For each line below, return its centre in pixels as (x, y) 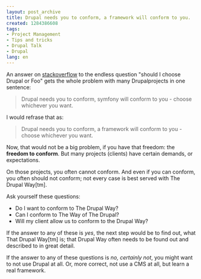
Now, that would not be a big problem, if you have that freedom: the (91, 147)
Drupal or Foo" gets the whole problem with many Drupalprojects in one (96, 81)
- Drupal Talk (24, 46)
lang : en (17, 57)
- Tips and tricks (29, 40)
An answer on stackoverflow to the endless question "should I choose (94, 74)
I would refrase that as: (35, 117)
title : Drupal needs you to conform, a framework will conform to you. (98, 18)
